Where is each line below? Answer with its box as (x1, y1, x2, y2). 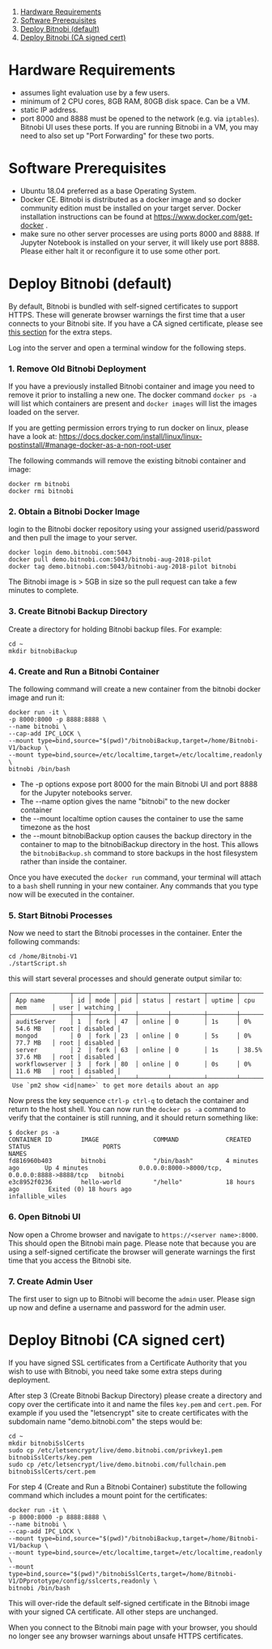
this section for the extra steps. (8, 327, 113, 337)
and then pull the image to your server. (8, 533, 138, 543)
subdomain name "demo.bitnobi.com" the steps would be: (8, 1417, 202, 1426)
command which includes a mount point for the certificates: (8, 1490, 208, 1500)
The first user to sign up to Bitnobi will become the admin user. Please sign (8, 1293, 256, 1303)
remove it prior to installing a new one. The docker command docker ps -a (8, 390, 257, 400)
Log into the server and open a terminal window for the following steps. (8, 343, 247, 352)
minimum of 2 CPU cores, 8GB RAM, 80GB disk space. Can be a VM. (19, 96, 251, 106)
